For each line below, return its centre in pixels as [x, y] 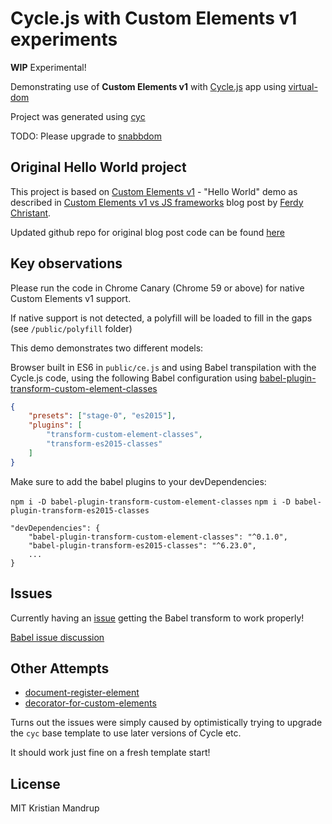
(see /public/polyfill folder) [71, 328]
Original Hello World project [98, 167]
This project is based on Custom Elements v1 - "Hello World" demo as [154, 191]
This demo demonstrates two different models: [107, 348]
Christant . [31, 213]
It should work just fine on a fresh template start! [110, 753]
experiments [64, 39]
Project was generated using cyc [78, 116]
